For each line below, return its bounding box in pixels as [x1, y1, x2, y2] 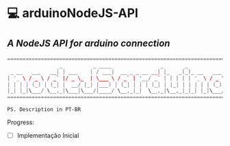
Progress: [7, 118, 34, 127]
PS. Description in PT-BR [7, 106, 81, 113]
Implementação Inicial [16, 132, 79, 140]
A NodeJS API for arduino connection [7, 37, 170, 49]
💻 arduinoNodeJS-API [7, 5, 139, 21]
